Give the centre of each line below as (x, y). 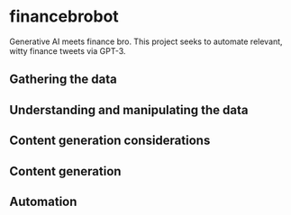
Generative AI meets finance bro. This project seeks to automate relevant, (146, 41)
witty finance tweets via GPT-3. (68, 50)
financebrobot (64, 17)
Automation (43, 201)
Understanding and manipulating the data (129, 110)
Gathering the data (63, 80)
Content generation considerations (110, 141)
